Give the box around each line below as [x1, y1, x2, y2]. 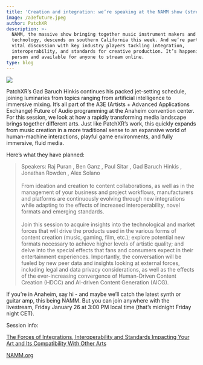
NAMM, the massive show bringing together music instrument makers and [11, 32, 196, 38]
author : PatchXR [6, 20, 47, 26]
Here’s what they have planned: [6, 151, 85, 158]
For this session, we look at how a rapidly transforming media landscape [6, 113, 187, 121]
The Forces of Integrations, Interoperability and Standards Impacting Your [6, 333, 190, 340]
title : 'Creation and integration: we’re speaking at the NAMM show [6, 8, 182, 15]
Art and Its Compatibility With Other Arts [6, 340, 107, 347]
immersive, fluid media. [6, 139, 65, 146]
